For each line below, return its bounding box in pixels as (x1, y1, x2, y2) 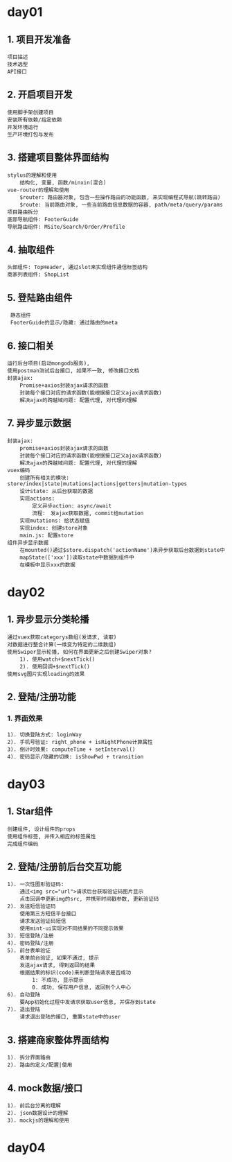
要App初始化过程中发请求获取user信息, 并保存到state (19, 999, 156, 1006)
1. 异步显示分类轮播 (7, 614, 89, 625)
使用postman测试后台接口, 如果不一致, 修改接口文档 (7, 367, 140, 374)
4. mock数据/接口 (7, 1082, 83, 1094)
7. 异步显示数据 (7, 417, 71, 429)
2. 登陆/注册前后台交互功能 (7, 860, 122, 872)
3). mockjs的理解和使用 (7, 1117, 69, 1124)
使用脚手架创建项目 (7, 109, 54, 116)
